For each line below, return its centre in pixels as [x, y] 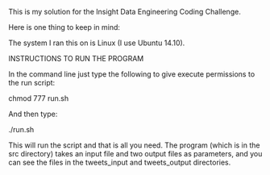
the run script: [32, 83]
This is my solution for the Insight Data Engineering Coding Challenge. [125, 12]
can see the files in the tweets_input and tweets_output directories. [120, 162]
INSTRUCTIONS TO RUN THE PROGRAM [76, 58]
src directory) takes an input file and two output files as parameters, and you [135, 154]
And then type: [33, 114]
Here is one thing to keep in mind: [64, 27]
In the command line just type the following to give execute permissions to [132, 74]
